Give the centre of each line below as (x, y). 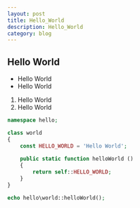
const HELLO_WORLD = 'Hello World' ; (74, 146)
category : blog (30, 33)
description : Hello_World (45, 27)
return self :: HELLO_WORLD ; (72, 172)
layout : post (26, 14)
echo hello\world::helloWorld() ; (56, 197)
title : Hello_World (36, 20)
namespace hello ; (33, 120)
